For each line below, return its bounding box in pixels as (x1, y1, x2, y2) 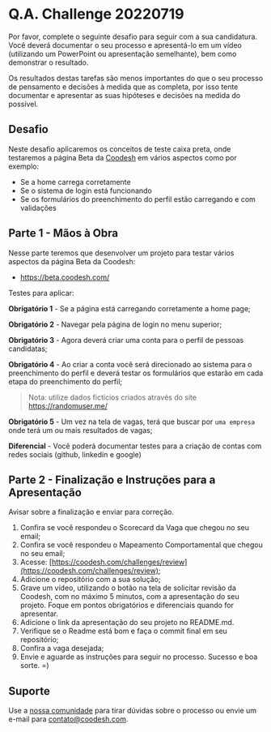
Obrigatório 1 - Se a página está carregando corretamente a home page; (8, 303, 251, 313)
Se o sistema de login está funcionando (19, 186, 152, 195)
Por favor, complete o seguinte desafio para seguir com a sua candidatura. (8, 32, 257, 41)
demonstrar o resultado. (8, 58, 89, 67)
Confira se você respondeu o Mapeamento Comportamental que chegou (19, 540, 263, 550)
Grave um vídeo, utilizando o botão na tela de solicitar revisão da (19, 583, 237, 593)
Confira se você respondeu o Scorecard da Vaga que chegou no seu (19, 523, 249, 533)
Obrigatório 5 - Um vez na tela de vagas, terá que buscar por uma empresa (8, 417, 256, 426)
